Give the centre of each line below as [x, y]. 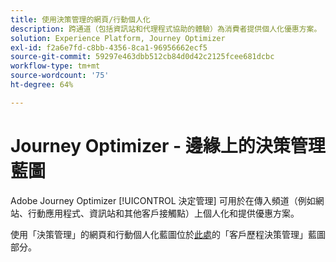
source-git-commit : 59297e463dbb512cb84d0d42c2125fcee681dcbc [142, 57]
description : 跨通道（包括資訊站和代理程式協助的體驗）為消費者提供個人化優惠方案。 [166, 29]
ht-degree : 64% [42, 85]
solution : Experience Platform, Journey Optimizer [118, 38]
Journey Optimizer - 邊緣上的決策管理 [168, 145]
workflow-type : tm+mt [55, 66]
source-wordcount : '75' [60, 76]
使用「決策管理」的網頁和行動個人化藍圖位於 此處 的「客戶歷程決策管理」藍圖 [168, 234]
